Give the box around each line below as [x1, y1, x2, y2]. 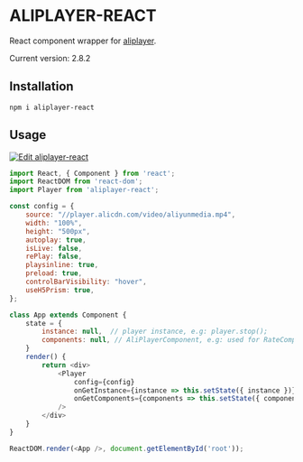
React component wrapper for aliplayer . [9, 35, 157, 46]
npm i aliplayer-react [9, 103, 95, 112]
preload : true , [25, 269, 83, 278]
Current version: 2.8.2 [9, 52, 91, 63]
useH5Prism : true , [25, 285, 95, 294]
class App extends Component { [9, 310, 127, 319]
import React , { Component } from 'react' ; [9, 169, 176, 178]
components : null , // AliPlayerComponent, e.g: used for [41, 336, 260, 345]
